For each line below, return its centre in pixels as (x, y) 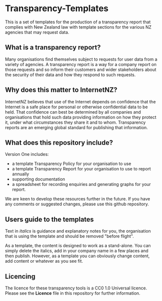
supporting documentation (38, 179)
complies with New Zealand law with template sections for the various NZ (78, 27)
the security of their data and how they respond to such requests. (70, 75)
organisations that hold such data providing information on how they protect (81, 117)
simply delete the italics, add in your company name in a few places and (77, 251)
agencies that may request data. (37, 32)
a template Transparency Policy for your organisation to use (72, 164)
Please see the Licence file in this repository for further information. (73, 293)
